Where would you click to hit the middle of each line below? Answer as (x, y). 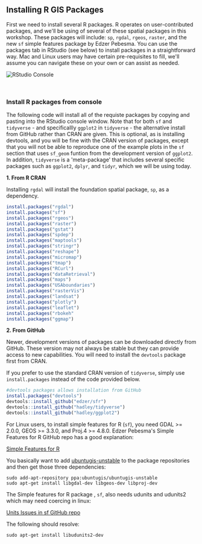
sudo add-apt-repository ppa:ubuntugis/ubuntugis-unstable (82, 478)
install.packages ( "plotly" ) (42, 302)
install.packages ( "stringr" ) (43, 246)
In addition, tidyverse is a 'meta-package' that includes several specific (96, 160)
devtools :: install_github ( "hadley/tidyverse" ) (66, 407)
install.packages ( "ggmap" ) (40, 319)
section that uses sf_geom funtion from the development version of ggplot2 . (99, 154)
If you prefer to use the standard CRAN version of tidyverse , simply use (96, 373)
